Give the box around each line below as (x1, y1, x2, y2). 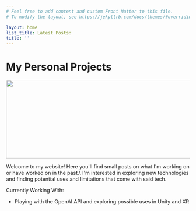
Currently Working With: (6, 187, 64, 194)
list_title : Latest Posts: (6, 30, 72, 36)
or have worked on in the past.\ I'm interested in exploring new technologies (6, 170, 189, 177)
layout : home (6, 24, 38, 30)
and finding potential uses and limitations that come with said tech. (6, 175, 167, 182)
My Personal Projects (6, 61, 112, 73)
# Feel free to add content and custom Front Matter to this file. (6, 8, 174, 15)
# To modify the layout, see (6, 14, 77, 20)
